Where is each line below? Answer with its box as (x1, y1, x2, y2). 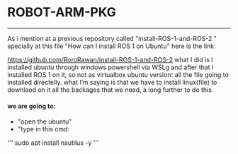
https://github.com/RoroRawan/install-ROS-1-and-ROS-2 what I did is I (7, 55, 214, 64)
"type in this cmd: (17, 125, 69, 134)
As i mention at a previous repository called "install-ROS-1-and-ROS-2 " (7, 34, 217, 42)
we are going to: (7, 102, 56, 110)
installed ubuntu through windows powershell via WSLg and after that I (7, 63, 214, 71)
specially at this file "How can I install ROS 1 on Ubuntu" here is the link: (7, 42, 216, 50)
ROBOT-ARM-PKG (7, 4, 117, 20)
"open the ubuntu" (17, 117, 72, 126)
